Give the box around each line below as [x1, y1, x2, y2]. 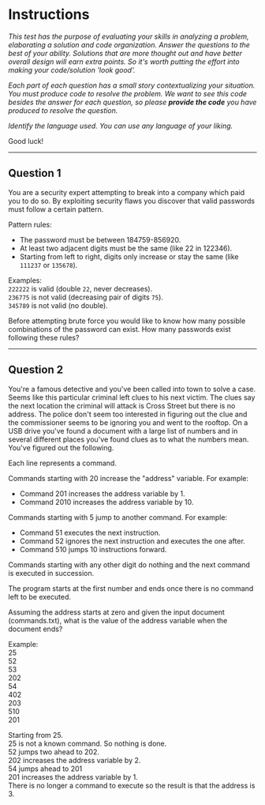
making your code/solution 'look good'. [8, 65, 136, 74]
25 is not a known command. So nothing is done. [8, 739, 167, 748]
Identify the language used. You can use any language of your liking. [8, 121, 233, 130]
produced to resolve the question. [8, 105, 118, 115]
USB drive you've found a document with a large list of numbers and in [8, 426, 238, 435]
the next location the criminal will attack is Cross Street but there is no [8, 401, 236, 410]
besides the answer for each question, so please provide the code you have [8, 97, 257, 107]
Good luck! [8, 136, 44, 145]
